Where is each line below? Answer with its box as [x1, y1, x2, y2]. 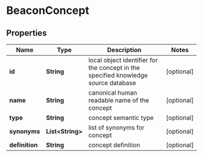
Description [107, 46, 142, 54]
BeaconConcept [6, 4, 89, 18]
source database [88, 79, 137, 87]
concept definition [88, 141, 140, 149]
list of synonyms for [88, 124, 145, 132]
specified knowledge [88, 71, 148, 79]
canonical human [88, 89, 137, 97]
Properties [6, 28, 47, 38]
